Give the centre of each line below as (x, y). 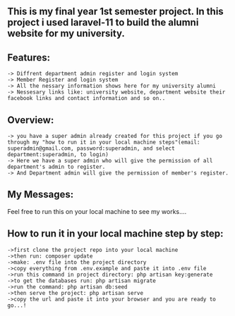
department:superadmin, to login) (58, 155)
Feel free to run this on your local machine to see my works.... (97, 211)
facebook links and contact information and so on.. (86, 99)
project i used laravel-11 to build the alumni (103, 23)
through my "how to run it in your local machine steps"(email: (104, 143)
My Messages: (41, 195)
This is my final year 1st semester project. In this (115, 12)
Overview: (31, 120)
